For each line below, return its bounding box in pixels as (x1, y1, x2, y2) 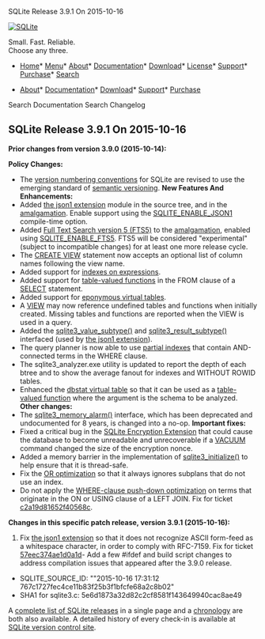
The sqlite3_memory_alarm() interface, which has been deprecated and (19, 410, 253, 419)
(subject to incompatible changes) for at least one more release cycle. (19, 241, 248, 251)
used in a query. (19, 317, 73, 327)
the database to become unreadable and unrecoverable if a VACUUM (19, 435, 246, 444)
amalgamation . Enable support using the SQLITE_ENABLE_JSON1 (19, 208, 233, 217)
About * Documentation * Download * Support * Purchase (19, 85, 201, 94)
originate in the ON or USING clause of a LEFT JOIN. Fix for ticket (19, 493, 233, 503)
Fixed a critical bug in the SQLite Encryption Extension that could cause (19, 426, 253, 436)
